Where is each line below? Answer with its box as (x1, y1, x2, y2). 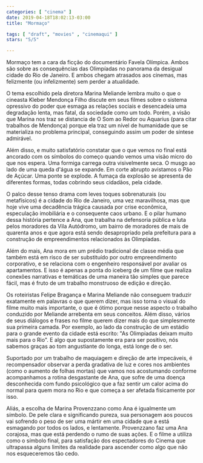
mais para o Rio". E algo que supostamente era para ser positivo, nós (6, 336, 179, 344)
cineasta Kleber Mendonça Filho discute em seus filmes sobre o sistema (6, 96, 187, 104)
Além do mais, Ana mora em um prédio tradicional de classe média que (6, 247, 184, 255)
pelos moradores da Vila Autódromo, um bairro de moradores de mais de (6, 222, 189, 230)
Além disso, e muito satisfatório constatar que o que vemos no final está (6, 147, 187, 154)
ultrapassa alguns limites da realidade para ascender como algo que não (6, 444, 188, 451)
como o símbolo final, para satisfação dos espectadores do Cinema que (6, 437, 186, 444)
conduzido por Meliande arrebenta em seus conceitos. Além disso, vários (6, 310, 190, 318)
